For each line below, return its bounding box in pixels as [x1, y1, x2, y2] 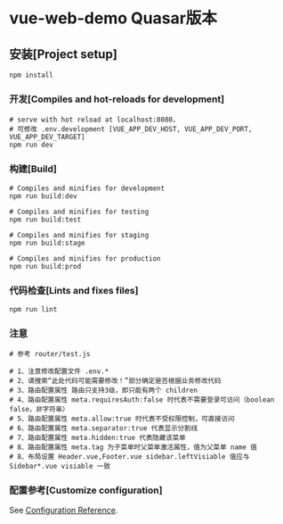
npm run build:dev [9, 191, 77, 201]
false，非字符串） [9, 405, 69, 414]
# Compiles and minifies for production [9, 254, 162, 263]
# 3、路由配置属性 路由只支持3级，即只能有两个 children [9, 386, 198, 395]
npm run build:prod [9, 262, 82, 270]
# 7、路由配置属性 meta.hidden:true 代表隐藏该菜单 [9, 434, 186, 443]
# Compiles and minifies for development [9, 184, 166, 193]
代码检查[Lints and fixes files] [9, 284, 139, 296]
